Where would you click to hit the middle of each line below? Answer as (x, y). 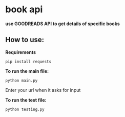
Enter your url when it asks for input (43, 90)
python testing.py (25, 109)
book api (24, 9)
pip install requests (28, 62)
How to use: (25, 40)
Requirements (21, 52)
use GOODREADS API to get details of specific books (63, 24)
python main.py (22, 81)
